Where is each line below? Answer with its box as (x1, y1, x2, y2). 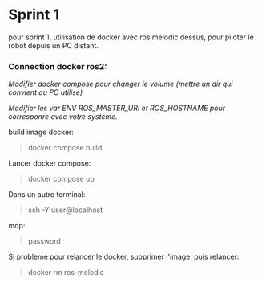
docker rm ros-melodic (27, 268, 104, 277)
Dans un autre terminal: (8, 190, 86, 199)
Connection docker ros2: (8, 60, 107, 72)
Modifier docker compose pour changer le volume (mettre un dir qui (8, 79, 234, 89)
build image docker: (8, 127, 75, 137)
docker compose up (27, 174, 95, 184)
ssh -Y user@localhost (27, 205, 103, 215)
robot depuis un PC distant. (8, 40, 99, 50)
